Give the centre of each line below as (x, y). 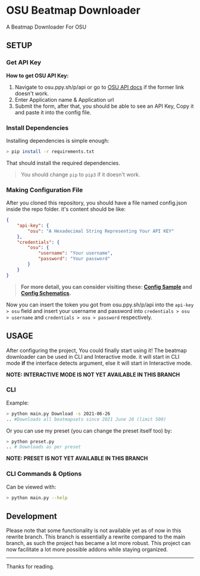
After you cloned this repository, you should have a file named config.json (97, 203)
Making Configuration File (45, 190)
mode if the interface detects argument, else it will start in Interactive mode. (99, 363)
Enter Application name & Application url (64, 99)
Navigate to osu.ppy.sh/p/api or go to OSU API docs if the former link (99, 87)
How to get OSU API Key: (37, 76)
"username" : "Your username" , (75, 253)
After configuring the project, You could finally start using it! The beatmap (97, 350)
